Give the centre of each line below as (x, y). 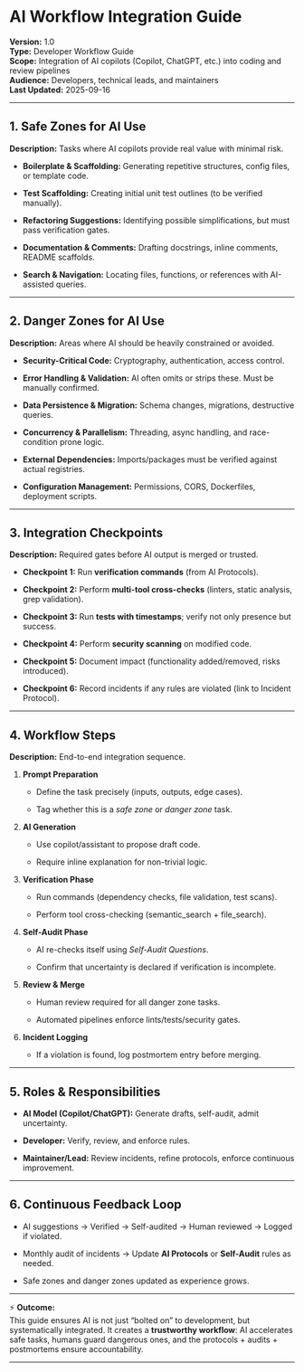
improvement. (48, 1168)
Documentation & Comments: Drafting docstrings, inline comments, (150, 247)
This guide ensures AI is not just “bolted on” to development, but (130, 1320)
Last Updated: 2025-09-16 (60, 90)
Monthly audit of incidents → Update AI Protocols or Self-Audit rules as (157, 1254)
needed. (38, 1263)
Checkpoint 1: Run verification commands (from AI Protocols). (141, 572)
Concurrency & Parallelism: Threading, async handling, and (135, 432)
